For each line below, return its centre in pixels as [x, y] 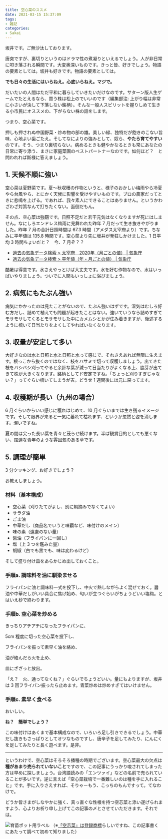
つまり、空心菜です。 [27, 122]
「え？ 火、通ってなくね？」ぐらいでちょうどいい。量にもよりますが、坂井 [84, 679]
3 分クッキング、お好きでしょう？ [40, 470]
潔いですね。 [26, 423]
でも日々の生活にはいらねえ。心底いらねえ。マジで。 [60, 82]
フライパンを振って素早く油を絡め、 [42, 647]
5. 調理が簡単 [25, 457]
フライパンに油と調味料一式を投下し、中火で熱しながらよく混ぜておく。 [80, 587]
